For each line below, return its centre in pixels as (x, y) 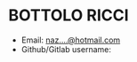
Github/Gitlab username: (66, 49)
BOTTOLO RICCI (69, 15)
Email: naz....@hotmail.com (71, 40)
